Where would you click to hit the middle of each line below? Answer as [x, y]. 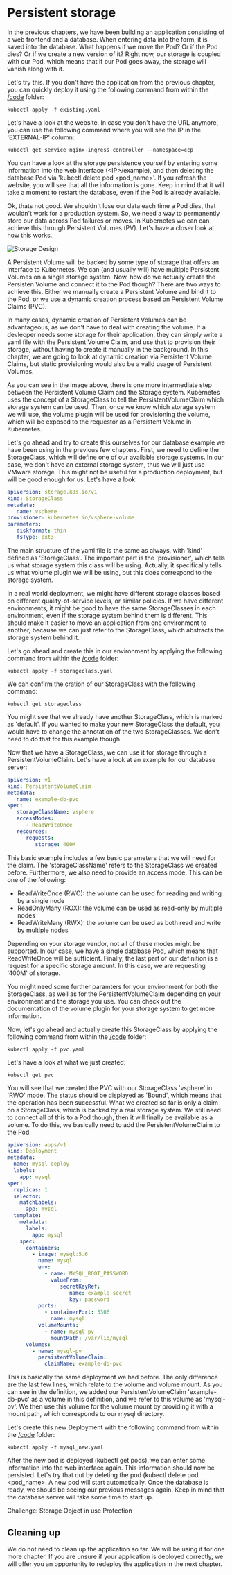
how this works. [30, 235]
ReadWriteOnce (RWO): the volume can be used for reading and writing [119, 893]
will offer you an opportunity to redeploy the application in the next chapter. [115, 1564]
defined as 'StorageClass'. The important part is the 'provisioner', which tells [116, 558]
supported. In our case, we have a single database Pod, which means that [113, 951]
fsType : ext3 [35, 537]
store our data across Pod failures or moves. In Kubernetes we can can [108, 221]
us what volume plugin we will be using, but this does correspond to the [110, 572]
